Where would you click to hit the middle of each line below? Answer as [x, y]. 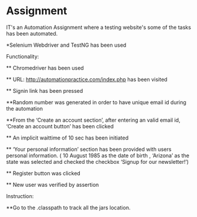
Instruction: [20, 196]
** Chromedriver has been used [45, 68]
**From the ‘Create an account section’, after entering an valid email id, [93, 120]
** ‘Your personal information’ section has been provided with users [89, 149]
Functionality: [23, 56]
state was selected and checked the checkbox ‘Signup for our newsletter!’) [98, 161]
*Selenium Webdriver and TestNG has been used [66, 45]
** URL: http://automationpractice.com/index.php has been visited [87, 79]
